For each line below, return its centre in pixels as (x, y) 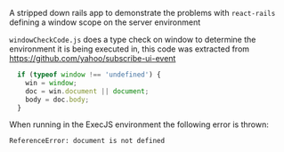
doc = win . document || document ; (87, 91)
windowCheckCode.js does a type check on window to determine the (133, 40)
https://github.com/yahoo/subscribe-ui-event (93, 58)
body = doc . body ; (57, 100)
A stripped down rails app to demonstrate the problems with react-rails (142, 13)
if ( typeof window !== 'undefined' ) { (89, 75)
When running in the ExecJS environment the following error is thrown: (139, 124)
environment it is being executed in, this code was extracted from (130, 49)
